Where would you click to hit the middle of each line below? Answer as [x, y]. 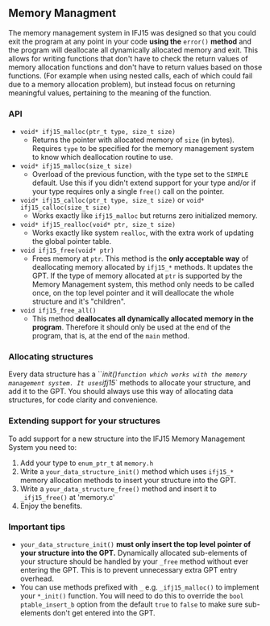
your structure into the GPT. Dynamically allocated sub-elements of [133, 553]
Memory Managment [62, 13]
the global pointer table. [71, 242]
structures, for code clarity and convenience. [83, 400]
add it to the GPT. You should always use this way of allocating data [121, 392]
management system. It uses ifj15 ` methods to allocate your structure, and [130, 383]
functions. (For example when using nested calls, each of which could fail [131, 75]
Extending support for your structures [85, 421]
